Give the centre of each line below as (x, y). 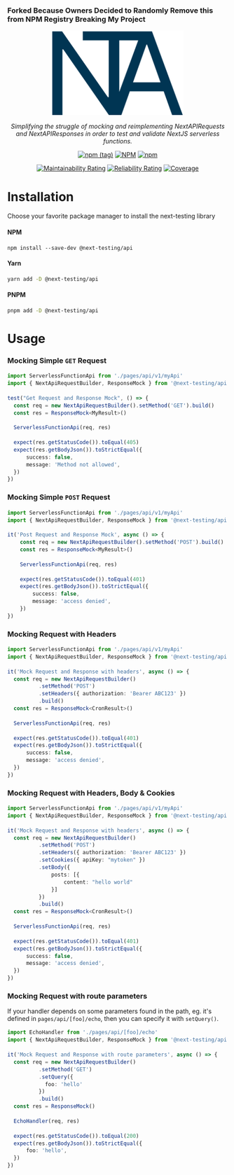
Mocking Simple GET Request (57, 361)
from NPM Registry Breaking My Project (76, 19)
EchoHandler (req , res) (47, 1121)
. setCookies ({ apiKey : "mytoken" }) (92, 860)
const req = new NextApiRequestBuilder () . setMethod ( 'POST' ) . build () (122, 542)
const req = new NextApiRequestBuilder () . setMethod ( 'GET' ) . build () (114, 405)
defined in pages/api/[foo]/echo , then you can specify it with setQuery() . (113, 1019)
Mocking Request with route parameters (77, 996)
